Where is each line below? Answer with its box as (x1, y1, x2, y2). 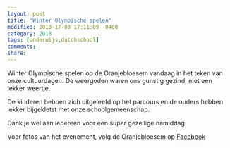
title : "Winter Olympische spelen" (7, 17, 112, 24)
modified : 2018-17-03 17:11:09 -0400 (7, 23, 119, 30)
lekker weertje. (7, 84, 51, 92)
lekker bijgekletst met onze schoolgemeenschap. (7, 105, 150, 113)
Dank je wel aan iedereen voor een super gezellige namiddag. (7, 118, 187, 127)
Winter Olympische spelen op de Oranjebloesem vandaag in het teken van (7, 68, 224, 78)
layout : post (7, 10, 46, 18)
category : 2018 (7, 30, 52, 37)
